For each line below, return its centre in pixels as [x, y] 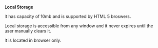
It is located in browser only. [33, 40]
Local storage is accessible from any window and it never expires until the [79, 26]
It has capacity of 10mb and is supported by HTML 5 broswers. [68, 16]
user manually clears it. [28, 31]
